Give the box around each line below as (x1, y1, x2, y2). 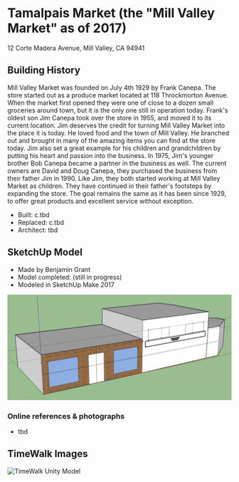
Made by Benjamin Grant (17, 265, 91, 273)
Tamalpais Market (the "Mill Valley (7, 5, 215, 21)
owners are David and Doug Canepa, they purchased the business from (7, 166, 218, 175)
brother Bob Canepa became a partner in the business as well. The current (7, 159, 227, 167)
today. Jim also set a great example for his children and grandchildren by (7, 144, 221, 152)
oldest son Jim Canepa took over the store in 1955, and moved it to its (7, 113, 212, 122)
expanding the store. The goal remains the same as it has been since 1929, (7, 189, 227, 197)
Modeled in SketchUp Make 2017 (17, 280, 115, 289)
